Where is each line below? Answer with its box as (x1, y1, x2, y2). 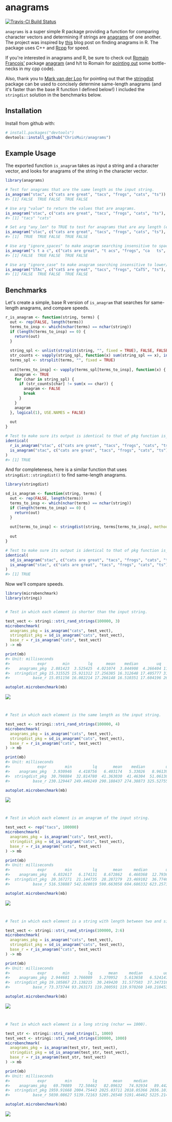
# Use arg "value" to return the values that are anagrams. (5, 206, 137, 211)
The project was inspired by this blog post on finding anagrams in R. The (5, 39, 159, 45)
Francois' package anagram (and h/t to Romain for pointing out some (5, 60, 151, 66)
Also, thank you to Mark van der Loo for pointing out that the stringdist (5, 75, 154, 81)
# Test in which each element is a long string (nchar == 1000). (5, 1022, 147, 1027)
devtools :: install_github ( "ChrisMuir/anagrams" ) (5, 135, 111, 140)
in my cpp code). (19, 66, 55, 72)
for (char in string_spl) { (14, 377, 74, 382)
